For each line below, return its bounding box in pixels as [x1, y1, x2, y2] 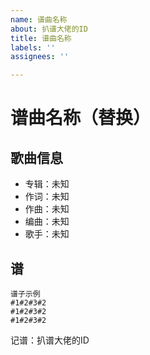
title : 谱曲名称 [10, 33, 72, 43]
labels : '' [10, 42, 56, 53]
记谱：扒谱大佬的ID [10, 334, 90, 346]
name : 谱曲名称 [10, 14, 68, 25]
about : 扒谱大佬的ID [10, 24, 88, 34]
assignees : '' [10, 52, 70, 62]
